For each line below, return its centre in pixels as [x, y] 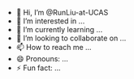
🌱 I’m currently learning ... [59, 29]
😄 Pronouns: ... [42, 59]
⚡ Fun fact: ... [38, 68]
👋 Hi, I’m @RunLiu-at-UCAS [62, 12]
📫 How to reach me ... [54, 47]
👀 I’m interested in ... [50, 21]
